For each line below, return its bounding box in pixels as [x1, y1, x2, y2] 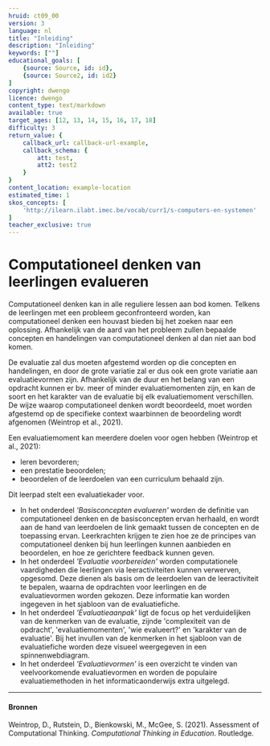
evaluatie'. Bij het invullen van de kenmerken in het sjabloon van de [19, 633, 243, 643]
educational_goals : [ [8, 57, 81, 65]
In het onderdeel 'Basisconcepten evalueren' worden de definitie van [19, 506, 249, 515]
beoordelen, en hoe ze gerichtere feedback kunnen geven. [19, 548, 215, 558]
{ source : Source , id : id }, [22, 64, 113, 72]
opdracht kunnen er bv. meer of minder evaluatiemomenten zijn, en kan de [8, 383, 256, 393]
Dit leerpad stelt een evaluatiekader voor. [8, 490, 145, 499]
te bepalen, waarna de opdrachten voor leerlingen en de [19, 582, 207, 592]
